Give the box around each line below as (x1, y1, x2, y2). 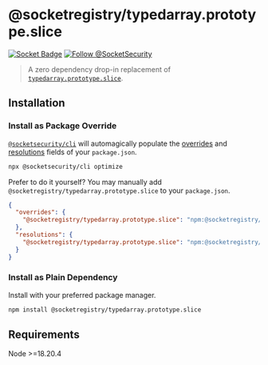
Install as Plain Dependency (8, 272, 118, 283)
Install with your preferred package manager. (8, 290, 156, 299)
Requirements (8, 328, 80, 342)
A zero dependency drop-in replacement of (27, 64, 171, 74)
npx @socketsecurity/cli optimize (8, 162, 124, 170)
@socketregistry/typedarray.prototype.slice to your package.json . (8, 186, 231, 195)
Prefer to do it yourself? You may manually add (8, 177, 162, 187)
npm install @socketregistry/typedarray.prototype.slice (8, 306, 202, 314)
